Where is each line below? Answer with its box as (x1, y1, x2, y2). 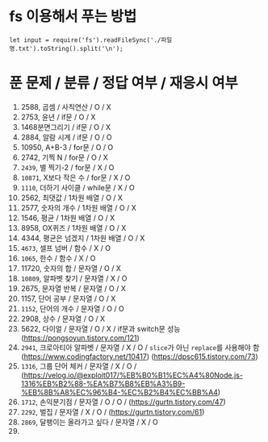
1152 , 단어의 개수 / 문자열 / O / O (20, 303, 124, 313)
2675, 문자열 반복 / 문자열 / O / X (20, 283, 126, 293)
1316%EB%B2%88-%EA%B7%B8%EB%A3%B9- (20, 378, 186, 388)
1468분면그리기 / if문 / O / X (20, 122, 111, 131)
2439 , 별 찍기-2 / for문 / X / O (20, 162, 115, 172)
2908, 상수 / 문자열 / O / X (20, 314, 106, 323)
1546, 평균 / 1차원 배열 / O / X (20, 213, 115, 223)
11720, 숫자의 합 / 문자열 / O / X (20, 263, 122, 273)
